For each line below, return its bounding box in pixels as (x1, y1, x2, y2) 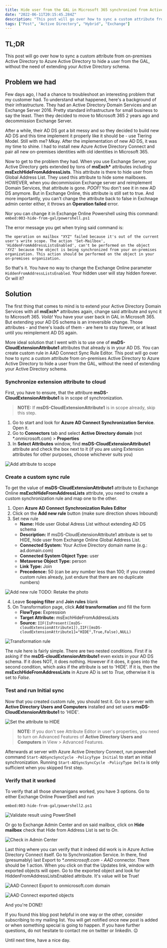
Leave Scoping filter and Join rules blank (12, 599, 98, 605)
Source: (19, 620, 37, 626)
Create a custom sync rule (5, 473, 70, 480)
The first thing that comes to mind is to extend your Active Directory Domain (5, 303, 162, 309)
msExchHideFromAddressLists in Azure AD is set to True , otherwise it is (5, 669, 155, 675)
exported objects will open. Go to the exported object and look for (5, 867, 140, 874)
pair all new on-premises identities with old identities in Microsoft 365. (5, 148, 149, 155)
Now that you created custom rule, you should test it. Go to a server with (5, 698, 154, 704)
